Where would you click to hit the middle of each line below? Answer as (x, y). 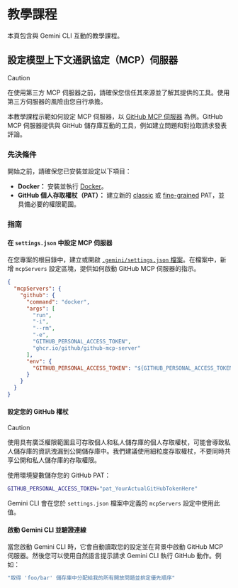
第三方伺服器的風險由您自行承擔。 (57, 101)
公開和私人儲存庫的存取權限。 (57, 460)
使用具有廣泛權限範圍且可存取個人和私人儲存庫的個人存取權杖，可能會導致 (116, 442)
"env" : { (39, 361)
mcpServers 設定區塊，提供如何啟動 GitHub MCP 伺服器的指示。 (108, 269)
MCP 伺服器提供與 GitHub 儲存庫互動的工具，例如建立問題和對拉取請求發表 (117, 125)
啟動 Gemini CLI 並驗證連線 (47, 530)
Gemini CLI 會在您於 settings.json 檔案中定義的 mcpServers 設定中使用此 (114, 503)
